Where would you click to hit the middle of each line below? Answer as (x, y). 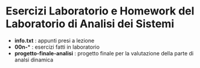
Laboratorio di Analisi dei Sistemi (90, 24)
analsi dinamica (34, 60)
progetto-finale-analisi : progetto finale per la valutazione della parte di (104, 53)
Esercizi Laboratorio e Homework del (100, 11)
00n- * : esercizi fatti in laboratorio (57, 47)
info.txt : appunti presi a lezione (54, 40)
